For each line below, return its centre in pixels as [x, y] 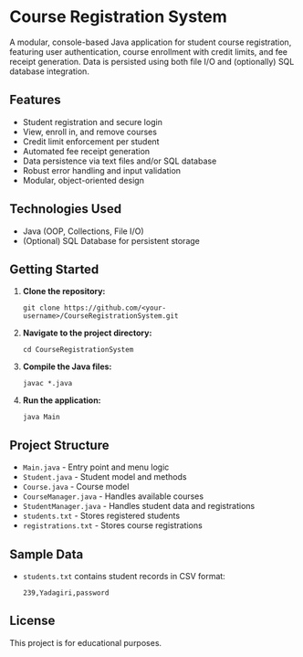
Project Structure [59, 445]
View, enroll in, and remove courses [90, 132]
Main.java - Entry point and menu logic [96, 467]
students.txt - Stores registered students [101, 516]
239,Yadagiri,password [66, 593]
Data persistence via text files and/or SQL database [120, 161]
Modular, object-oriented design [83, 180]
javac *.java [47, 384]
